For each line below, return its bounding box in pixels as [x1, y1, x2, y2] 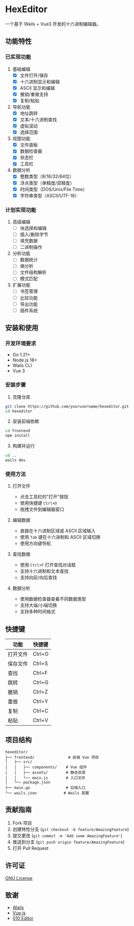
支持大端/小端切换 [20, 602, 57, 608]
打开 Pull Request [12, 845, 49, 851]
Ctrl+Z [33, 688, 48, 695]
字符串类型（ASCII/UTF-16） [20, 192, 79, 198]
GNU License [5, 875, 33, 881]
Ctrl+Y [33, 698, 49, 705]
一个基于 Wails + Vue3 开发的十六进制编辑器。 [5, 21, 101, 27]
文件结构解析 [20, 269, 47, 276]
